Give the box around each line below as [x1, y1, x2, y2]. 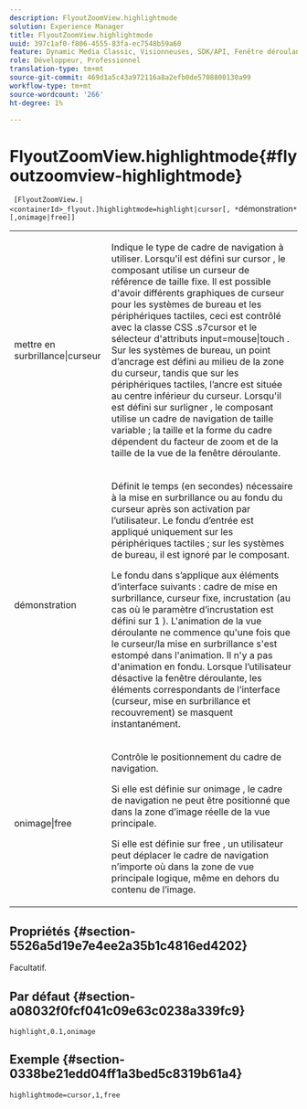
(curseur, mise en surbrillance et [111, 695, 251, 708]
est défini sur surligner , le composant [111, 401, 274, 414]
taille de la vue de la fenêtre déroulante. [111, 447, 281, 460]
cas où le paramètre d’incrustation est [111, 603, 274, 616]
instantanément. [111, 718, 181, 730]
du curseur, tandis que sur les [111, 367, 239, 379]
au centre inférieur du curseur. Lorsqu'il [111, 389, 281, 402]
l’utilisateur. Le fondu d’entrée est [111, 514, 254, 527]
